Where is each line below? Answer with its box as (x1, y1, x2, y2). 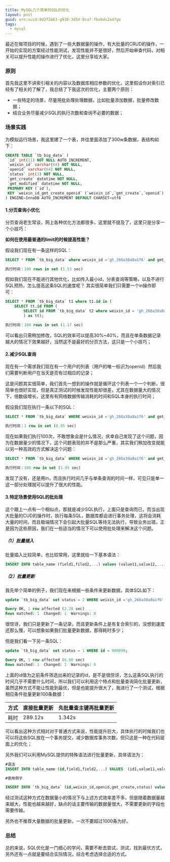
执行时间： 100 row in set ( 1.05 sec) (5, 465, 81, 470)
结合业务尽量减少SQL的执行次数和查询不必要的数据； (12, 110, 124, 116)
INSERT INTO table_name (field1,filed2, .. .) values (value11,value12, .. (5, 562, 162, 567)
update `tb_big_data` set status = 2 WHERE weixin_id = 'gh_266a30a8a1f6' (5, 597, 164, 602)
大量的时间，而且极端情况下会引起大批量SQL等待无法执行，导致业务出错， (5, 519, 160, 525)
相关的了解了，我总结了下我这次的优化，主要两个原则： (18, 86, 134, 92)
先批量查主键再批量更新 (58, 704, 115, 711)
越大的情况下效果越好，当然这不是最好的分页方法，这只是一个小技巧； (5, 338, 152, 344)
